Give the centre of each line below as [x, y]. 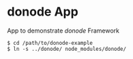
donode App [43, 12]
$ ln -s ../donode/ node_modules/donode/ [67, 49]
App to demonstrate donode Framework [63, 31]
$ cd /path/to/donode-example [50, 43]
